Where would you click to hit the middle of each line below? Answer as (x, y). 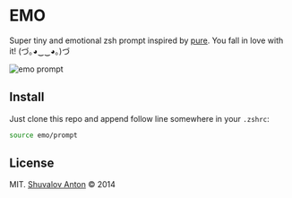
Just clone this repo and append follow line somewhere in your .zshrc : (140, 118)
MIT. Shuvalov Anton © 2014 (63, 185)
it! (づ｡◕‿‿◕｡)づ (39, 51)
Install (27, 97)
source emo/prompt (43, 135)
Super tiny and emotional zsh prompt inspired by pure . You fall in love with (146, 40)
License (32, 164)
